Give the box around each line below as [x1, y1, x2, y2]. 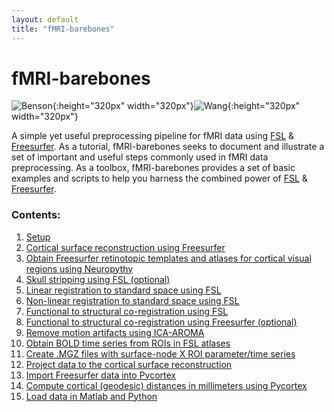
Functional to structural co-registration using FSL [25, 305, 229, 317]
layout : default [11, 14, 79, 25]
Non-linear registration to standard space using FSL [25, 294, 240, 306]
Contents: [11, 208, 61, 222]
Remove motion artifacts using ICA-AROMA [25, 326, 205, 338]
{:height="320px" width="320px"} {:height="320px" [52, 100, 301, 112]
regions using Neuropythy [25, 262, 134, 275]
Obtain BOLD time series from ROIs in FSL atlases [25, 337, 231, 349]
